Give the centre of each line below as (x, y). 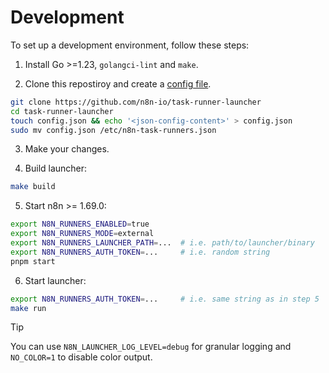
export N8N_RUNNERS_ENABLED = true (80, 224)
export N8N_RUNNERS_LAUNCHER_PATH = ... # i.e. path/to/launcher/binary (162, 243)
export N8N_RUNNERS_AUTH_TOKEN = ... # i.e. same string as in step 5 (165, 299)
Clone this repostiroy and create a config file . (118, 83)
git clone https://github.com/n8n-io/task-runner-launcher (136, 102)
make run (28, 308)
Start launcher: (55, 280)
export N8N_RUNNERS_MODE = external (82, 234)
